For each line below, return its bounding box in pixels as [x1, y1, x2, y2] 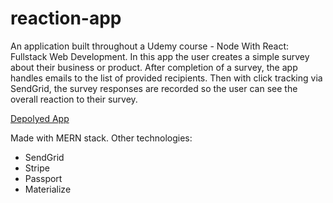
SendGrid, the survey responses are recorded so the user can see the [10, 82, 298, 94]
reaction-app [10, 7, 122, 30]
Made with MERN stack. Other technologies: [10, 132, 193, 144]
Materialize [24, 183, 72, 195]
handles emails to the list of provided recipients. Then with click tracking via [10, 72, 323, 84]
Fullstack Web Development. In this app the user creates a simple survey [10, 50, 310, 62]
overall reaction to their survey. [10, 93, 138, 105]
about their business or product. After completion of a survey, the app [10, 61, 298, 73]
